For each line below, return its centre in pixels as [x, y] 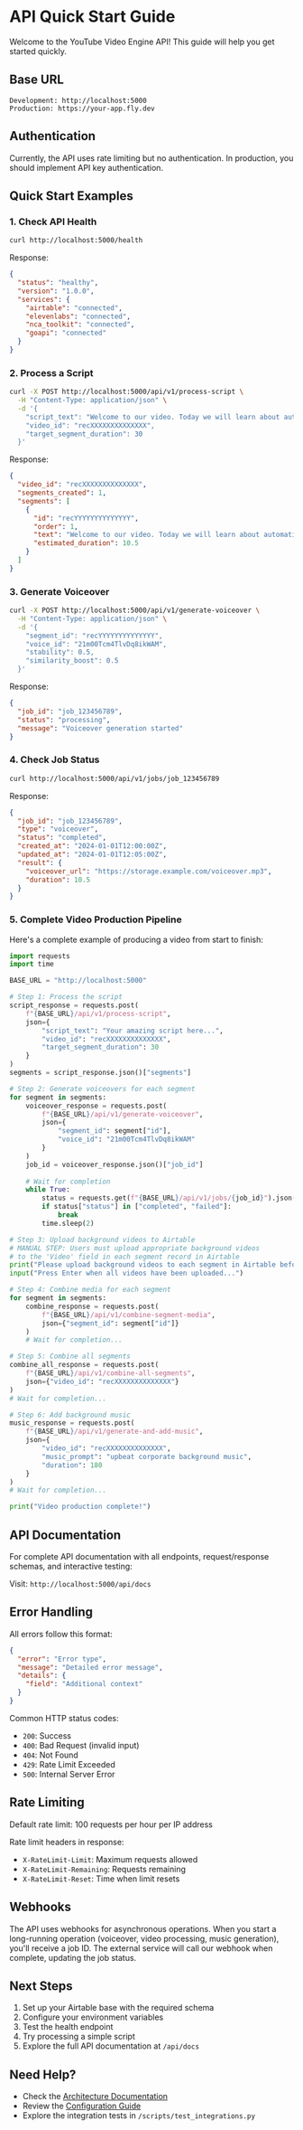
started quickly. [38, 51]
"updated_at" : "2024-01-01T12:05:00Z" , [92, 855]
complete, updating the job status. [73, 1957]
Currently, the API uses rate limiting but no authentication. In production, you [151, 158]
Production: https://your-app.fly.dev [82, 108]
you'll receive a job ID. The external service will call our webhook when [141, 1948]
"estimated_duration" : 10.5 [86, 543]
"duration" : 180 [72, 1465]
